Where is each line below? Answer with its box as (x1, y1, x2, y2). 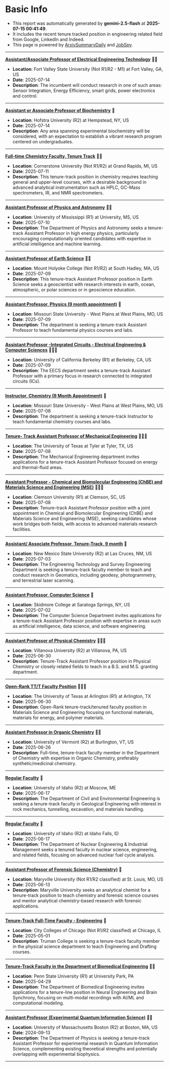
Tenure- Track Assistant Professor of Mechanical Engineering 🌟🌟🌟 (5, 433, 147, 439)
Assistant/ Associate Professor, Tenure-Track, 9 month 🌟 (5, 540, 127, 546)
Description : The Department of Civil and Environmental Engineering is (12, 795, 160, 801)
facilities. (12, 526, 32, 532)
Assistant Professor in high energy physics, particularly (24, 230, 139, 236)
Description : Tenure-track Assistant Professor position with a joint (12, 504, 150, 511)
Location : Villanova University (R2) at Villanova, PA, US (12, 647, 127, 653)
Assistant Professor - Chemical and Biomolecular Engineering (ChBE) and (5, 479, 162, 485)
